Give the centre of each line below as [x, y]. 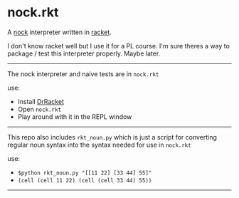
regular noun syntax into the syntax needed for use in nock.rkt [100, 145]
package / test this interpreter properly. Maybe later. [84, 53]
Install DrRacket [41, 101]
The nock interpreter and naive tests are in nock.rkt [83, 74]
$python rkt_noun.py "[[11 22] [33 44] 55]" [85, 173]
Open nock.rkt [39, 109]
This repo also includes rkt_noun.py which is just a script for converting [112, 137]
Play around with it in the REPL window [75, 116]
